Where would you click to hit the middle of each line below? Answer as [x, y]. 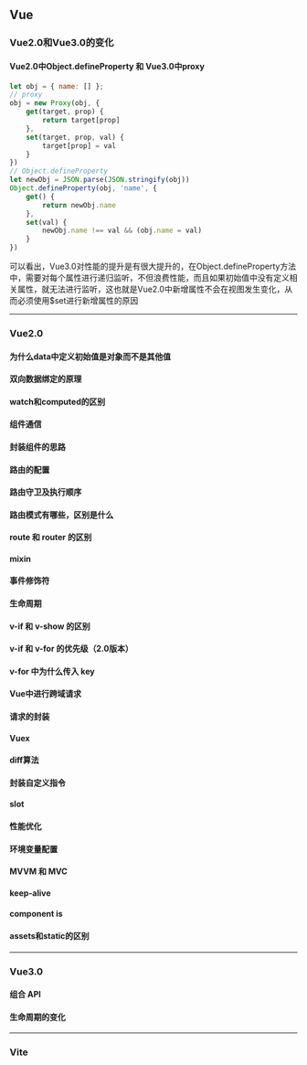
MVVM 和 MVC [39, 871]
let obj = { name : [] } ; [57, 86]
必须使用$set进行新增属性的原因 [78, 301]
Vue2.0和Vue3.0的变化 [62, 43]
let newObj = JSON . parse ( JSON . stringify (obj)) [100, 180]
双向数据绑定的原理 [46, 379]
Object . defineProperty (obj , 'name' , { [83, 188]
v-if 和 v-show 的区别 [50, 626]
